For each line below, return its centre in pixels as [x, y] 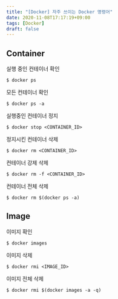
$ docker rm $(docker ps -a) [43, 198]
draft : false [23, 29]
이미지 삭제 [19, 255]
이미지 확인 [19, 232]
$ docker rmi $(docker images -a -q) [54, 290]
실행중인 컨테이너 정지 [32, 116]
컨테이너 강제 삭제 [27, 163]
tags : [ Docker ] [25, 23]
